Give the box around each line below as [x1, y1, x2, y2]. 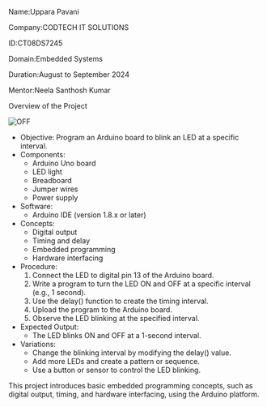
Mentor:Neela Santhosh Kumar [8, 85, 111, 95]
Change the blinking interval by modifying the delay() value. [32, 348, 232, 358]
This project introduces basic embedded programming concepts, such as [8, 381, 253, 390]
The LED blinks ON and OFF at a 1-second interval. [32, 331, 201, 340]
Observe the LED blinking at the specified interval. [32, 314, 200, 323]
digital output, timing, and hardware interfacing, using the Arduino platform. [8, 389, 260, 399]
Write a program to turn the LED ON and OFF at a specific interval [32, 279, 251, 289]
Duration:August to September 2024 [8, 70, 129, 79]
